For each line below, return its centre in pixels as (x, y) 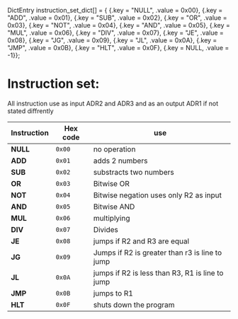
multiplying (112, 218)
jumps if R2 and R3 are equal (141, 241)
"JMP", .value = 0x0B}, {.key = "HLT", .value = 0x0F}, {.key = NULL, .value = (118, 48)
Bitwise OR (111, 183)
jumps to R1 (113, 293)
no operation (114, 149)
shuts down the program (134, 305)
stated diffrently (31, 111)
